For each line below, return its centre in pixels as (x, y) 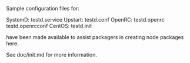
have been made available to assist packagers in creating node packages (95, 37)
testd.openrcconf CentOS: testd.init (49, 26)
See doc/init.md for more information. (51, 55)
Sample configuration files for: (43, 8)
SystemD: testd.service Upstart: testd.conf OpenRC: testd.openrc (85, 20)
